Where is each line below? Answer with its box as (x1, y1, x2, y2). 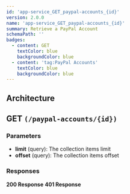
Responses (6, 167, 40, 175)
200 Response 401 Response (6, 181, 81, 188)
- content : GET (11, 43, 50, 49)
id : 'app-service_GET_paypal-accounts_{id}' (6, 8, 120, 15)
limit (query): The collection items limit (14, 146, 111, 153)
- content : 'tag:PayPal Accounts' (11, 59, 98, 65)
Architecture (6, 93, 55, 103)
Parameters (6, 131, 41, 140)
